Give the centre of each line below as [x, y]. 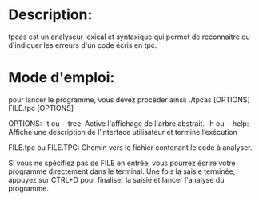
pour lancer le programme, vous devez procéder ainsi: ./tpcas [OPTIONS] [129, 99]
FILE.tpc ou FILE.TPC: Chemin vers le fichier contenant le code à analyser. [131, 147]
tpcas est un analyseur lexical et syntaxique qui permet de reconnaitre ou [129, 37]
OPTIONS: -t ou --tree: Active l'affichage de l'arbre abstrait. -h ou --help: [129, 123]
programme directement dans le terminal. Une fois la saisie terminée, [122, 171]
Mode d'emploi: [62, 78]
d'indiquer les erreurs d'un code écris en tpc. [83, 45]
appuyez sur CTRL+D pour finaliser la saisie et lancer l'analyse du [116, 179]
